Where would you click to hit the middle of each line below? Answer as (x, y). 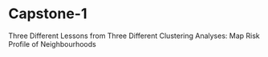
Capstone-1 (48, 14)
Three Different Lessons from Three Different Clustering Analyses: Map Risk (134, 36)
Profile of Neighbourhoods (52, 44)
